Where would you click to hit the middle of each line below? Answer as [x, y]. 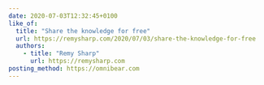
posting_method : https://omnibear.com [74, 69]
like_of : [23, 23]
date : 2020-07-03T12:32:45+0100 [63, 16]
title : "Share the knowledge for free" [83, 31]
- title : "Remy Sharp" [61, 53]
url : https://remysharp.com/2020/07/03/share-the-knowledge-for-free [136, 38]
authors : [30, 46]
